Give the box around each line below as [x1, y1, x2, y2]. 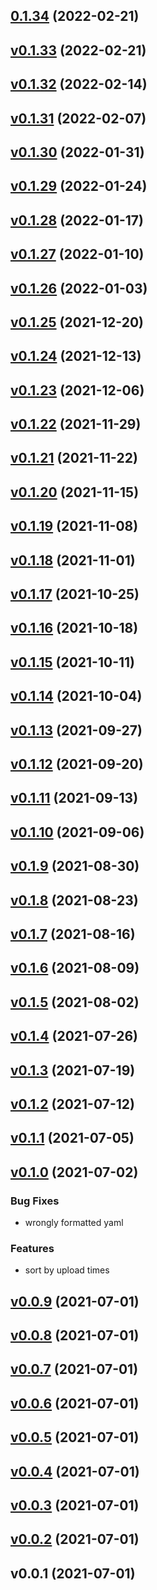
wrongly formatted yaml [24, 1216, 124, 1228]
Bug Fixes [10, 1194, 60, 1208]
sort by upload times [24, 1264, 110, 1276]
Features [10, 1241, 55, 1255]
